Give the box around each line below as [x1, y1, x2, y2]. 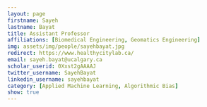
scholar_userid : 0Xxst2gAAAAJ [7, 63, 97, 70]
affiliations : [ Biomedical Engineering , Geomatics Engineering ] [7, 37, 201, 44]
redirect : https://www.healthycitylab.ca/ [7, 50, 134, 57]
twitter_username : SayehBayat [7, 69, 97, 76]
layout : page [7, 10, 46, 18]
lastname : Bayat [7, 23, 55, 30]
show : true [7, 89, 40, 96]
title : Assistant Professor [7, 30, 90, 37]
